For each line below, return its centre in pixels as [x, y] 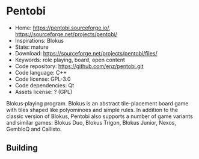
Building [22, 148]
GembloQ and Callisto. [34, 129]
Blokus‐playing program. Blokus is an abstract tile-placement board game [97, 103]
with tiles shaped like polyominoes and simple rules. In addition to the [92, 110]
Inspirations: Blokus [39, 40]
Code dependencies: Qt [44, 85]
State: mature [32, 47]
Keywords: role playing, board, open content [70, 60]
